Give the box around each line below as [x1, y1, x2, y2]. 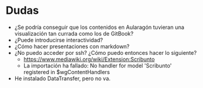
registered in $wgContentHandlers [23, 68, 110, 75]
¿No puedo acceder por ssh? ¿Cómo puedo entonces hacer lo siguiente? [14, 49, 197, 56]
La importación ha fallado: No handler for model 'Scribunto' [23, 61, 172, 69]
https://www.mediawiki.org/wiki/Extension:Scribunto [23, 55, 155, 63]
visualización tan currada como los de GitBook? [14, 30, 134, 37]
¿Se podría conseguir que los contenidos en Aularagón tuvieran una [14, 24, 185, 31]
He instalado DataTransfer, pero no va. [14, 75, 111, 82]
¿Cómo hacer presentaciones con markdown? [14, 43, 130, 50]
